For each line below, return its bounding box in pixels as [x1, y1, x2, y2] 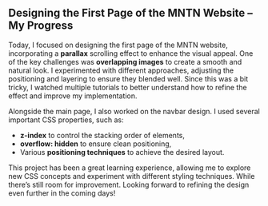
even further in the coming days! [8, 188, 116, 198]
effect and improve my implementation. [8, 91, 138, 101]
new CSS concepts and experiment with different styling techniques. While [8, 171, 255, 180]
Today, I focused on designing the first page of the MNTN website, [8, 40, 228, 50]
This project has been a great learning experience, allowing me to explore [8, 163, 251, 172]
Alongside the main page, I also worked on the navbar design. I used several [8, 106, 260, 116]
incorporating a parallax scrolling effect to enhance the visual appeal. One [8, 48, 254, 58]
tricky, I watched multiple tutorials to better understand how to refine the [8, 82, 247, 92]
